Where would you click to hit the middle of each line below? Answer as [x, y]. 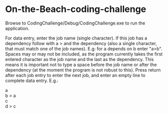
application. [17, 28]
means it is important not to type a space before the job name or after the [81, 64]
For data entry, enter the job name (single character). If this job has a [76, 38]
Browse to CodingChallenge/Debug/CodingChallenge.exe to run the [75, 23]
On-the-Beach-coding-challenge [76, 9]
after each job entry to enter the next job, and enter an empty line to [75, 75]
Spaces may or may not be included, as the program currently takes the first [84, 54]
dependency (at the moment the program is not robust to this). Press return [83, 70]
